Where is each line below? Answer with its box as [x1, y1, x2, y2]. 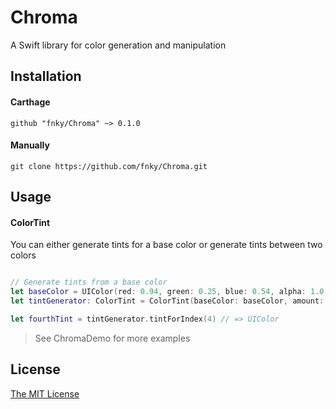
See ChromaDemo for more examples [34, 332, 191, 344]
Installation [10, 68, 82, 85]
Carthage [10, 96, 51, 108]
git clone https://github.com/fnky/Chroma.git [10, 161, 208, 171]
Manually [10, 139, 50, 151]
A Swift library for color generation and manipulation [10, 39, 227, 51]
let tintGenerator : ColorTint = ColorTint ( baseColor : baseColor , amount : [10, 296, 325, 306]
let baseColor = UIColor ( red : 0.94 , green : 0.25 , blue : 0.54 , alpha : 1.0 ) [10, 287, 329, 297]
